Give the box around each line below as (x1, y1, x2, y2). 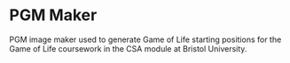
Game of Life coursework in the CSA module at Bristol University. (9, 43, 247, 53)
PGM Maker (9, 5, 98, 25)
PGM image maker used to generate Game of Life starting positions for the (9, 34, 282, 45)
